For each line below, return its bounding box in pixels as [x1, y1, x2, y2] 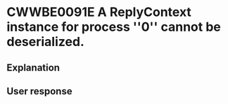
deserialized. [6, 34, 85, 50]
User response [6, 85, 72, 97]
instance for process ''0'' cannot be [6, 19, 221, 35]
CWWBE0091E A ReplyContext [6, 4, 191, 20]
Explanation [6, 61, 61, 73]
